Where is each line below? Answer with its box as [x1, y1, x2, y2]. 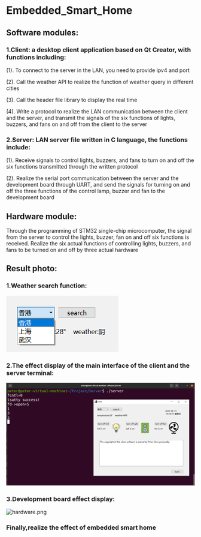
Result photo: [6, 263, 58, 274]
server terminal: [6, 368, 54, 377]
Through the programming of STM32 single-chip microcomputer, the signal [6, 227, 192, 234]
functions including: [6, 53, 66, 61]
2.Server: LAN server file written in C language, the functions [6, 136, 188, 144]
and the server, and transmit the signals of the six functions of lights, [6, 114, 175, 121]
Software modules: [6, 28, 79, 38]
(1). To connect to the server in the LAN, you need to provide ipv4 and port [6, 67, 190, 74]
